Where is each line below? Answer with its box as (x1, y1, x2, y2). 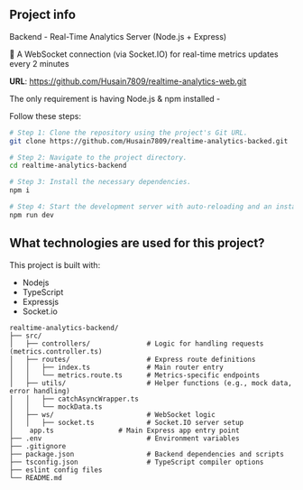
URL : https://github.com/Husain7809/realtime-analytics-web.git (9, 76, 247, 87)
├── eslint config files (9, 465, 103, 475)
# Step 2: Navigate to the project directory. (9, 153, 188, 162)
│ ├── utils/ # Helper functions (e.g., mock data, (9, 378, 293, 387)
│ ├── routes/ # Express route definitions (9, 355, 256, 364)
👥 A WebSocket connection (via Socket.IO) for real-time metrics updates (9, 49, 279, 60)
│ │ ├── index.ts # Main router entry (9, 363, 224, 372)
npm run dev (9, 210, 54, 219)
